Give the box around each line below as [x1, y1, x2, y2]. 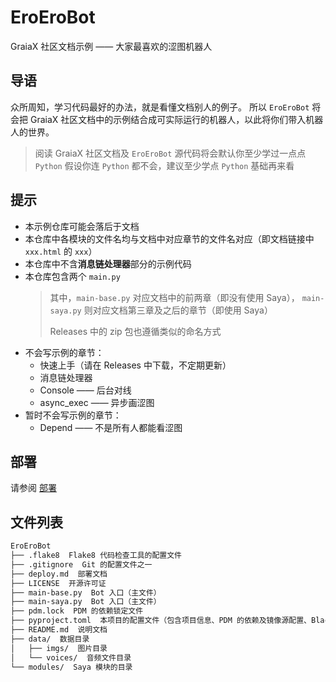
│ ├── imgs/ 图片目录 [10, 643, 108, 653]
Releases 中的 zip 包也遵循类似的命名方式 [49, 325, 222, 337]
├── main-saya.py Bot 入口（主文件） [10, 597, 162, 607]
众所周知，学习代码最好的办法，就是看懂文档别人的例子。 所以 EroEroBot [10, 101, 310, 113]
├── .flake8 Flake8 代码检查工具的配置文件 [10, 551, 182, 561]
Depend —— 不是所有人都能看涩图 [39, 421, 183, 433]
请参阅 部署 [10, 482, 57, 494]
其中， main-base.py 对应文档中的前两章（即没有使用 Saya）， [49, 291, 300, 303]
